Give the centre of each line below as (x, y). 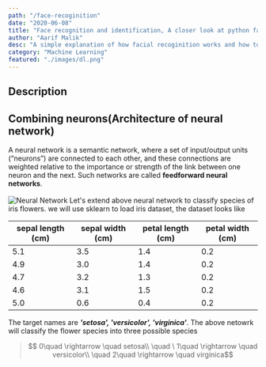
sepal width (103, 229)
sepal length (40, 229)
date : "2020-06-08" (40, 23)
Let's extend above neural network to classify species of (162, 201)
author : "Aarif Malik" (46, 38)
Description (38, 92)
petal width (227, 229)
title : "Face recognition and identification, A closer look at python (129, 30)
